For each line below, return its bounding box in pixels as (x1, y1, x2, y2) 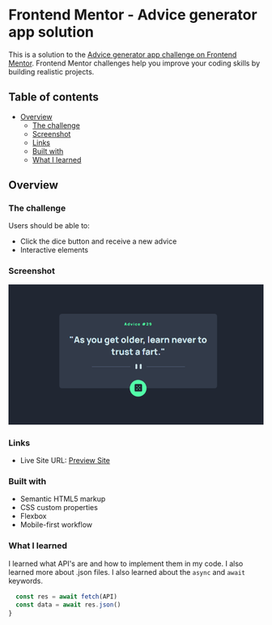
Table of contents (8, 91, 99, 104)
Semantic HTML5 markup (19, 494, 106, 504)
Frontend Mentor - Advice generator (8, 6, 257, 24)
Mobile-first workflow (19, 520, 93, 529)
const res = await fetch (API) (15, 593, 117, 601)
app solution (8, 23, 95, 41)
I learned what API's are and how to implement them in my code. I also (8, 559, 244, 568)
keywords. (8, 576, 43, 585)
